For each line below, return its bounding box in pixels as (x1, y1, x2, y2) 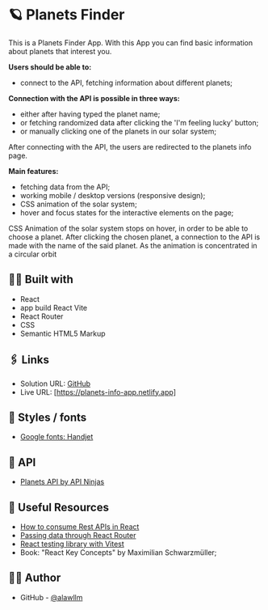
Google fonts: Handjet (19, 432, 94, 442)
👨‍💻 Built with (8, 273, 74, 286)
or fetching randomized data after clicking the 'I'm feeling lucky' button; (19, 117, 259, 127)
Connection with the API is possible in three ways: (8, 93, 180, 103)
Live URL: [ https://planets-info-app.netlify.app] (19, 387, 176, 396)
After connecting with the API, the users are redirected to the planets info (8, 142, 252, 151)
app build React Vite (19, 303, 88, 312)
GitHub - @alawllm (19, 592, 83, 602)
